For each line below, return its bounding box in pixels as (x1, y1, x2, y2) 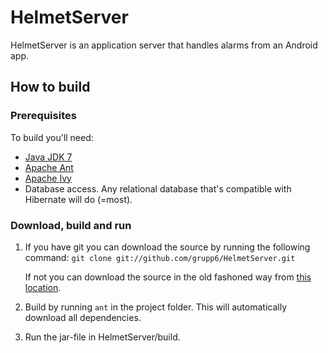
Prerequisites (10, 109, 77, 123)
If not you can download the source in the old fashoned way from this (24, 271, 312, 283)
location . (24, 281, 62, 293)
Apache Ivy (24, 172, 72, 184)
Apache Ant (24, 161, 74, 173)
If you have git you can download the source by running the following (24, 241, 311, 253)
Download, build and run (10, 218, 132, 232)
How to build (10, 79, 91, 96)
